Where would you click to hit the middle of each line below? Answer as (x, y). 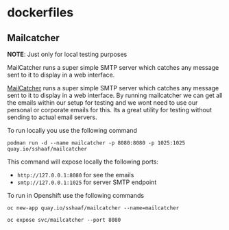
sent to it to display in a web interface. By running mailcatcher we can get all (115, 95)
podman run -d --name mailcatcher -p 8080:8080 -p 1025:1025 (96, 143)
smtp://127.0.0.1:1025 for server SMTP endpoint (87, 182)
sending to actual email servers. (52, 117)
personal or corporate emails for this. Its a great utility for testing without (110, 110)
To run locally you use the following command (72, 130)
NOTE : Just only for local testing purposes (67, 54)
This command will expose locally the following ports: (83, 162)
